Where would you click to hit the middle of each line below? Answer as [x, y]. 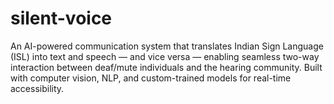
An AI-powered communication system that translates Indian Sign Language [167, 46]
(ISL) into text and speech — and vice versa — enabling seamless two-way [165, 56]
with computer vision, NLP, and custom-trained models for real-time [151, 78]
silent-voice [61, 18]
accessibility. [37, 88]
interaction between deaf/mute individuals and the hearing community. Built [166, 67]
